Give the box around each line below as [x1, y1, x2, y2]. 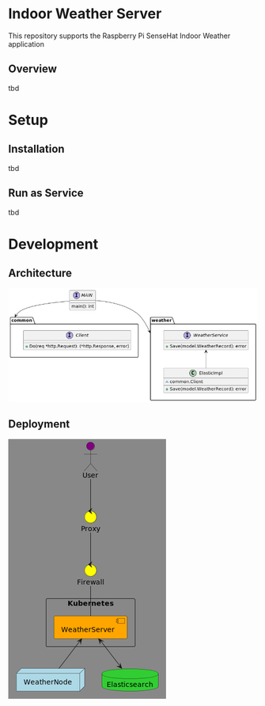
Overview [8, 63, 58, 76]
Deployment [8, 417, 70, 431]
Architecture [8, 267, 73, 280]
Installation [8, 142, 65, 156]
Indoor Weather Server [8, 5, 162, 23]
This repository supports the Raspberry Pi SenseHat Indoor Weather [8, 31, 231, 40]
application [8, 39, 45, 48]
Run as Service [8, 187, 85, 200]
